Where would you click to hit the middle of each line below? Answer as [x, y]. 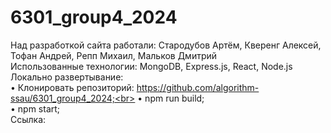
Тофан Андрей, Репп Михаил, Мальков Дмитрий [114, 55]
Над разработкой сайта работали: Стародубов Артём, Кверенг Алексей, [166, 45]
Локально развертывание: [67, 77]
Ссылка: [28, 119]
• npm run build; [171, 98]
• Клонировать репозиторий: [72, 87]
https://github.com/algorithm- [198, 87]
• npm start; [35, 108]
